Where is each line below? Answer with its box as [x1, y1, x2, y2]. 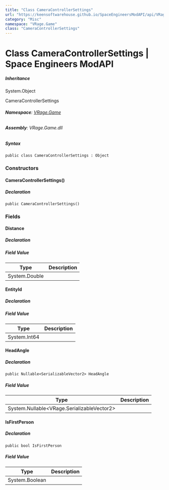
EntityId [5, 286, 22, 292]
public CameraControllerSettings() [5, 201, 80, 206]
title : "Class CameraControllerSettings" [5, 7, 94, 13]
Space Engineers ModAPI [5, 58, 114, 70]
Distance [5, 225, 25, 231]
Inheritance [5, 75, 30, 81]
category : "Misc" [5, 17, 42, 22]
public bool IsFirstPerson [5, 443, 62, 448]
